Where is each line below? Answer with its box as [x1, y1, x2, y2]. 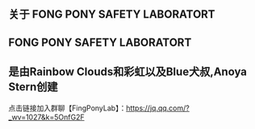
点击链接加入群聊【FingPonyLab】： [8, 103, 127, 113]
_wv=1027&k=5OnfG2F [8, 112, 85, 122]
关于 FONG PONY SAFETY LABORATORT [8, 7, 215, 22]
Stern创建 [8, 80, 58, 94]
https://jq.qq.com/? [126, 103, 190, 113]
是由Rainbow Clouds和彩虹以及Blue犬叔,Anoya [8, 65, 248, 79]
